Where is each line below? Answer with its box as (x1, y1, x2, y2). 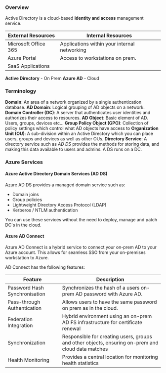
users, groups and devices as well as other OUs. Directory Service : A (5, 135, 147, 142)
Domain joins (12, 191, 39, 197)
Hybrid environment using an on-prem (62, 313, 152, 320)
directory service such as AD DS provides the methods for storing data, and (5, 141, 160, 147)
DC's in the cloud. (5, 222, 42, 228)
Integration (7, 322, 33, 329)
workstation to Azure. (5, 254, 49, 260)
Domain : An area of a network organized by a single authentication (5, 99, 142, 105)
